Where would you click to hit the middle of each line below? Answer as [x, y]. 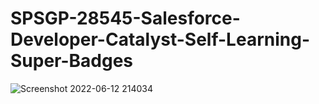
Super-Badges [72, 61]
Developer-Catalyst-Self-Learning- [160, 39]
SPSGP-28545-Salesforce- [125, 18]
